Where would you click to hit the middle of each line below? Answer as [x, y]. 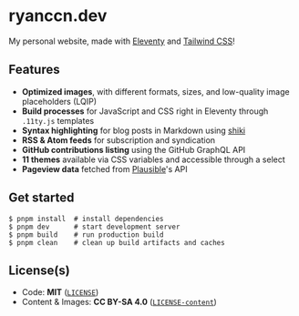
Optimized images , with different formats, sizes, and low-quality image [155, 91]
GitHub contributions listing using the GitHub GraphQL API [134, 149]
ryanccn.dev [58, 16]
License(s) [39, 270]
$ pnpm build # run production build [87, 234]
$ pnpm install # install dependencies [87, 219]
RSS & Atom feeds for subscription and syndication [119, 140]
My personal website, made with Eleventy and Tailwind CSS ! [122, 41]
